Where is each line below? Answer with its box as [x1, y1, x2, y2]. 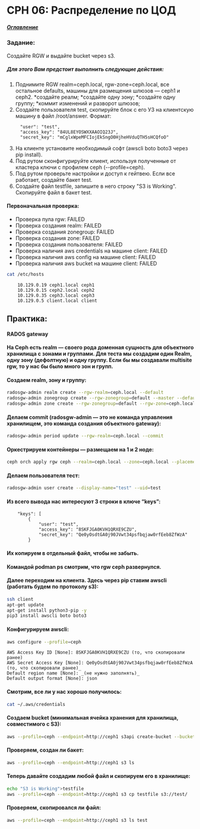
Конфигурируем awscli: [7, 625, 69, 633]
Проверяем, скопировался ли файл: [7, 804, 101, 811]
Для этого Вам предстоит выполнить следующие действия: [7, 66, 164, 73]
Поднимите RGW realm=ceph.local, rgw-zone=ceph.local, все [15, 81, 170, 88]
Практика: [7, 313, 47, 324]
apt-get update [7, 601, 45, 608]
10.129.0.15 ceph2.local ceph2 [17, 287, 95, 293]
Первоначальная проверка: [7, 203, 80, 210]
